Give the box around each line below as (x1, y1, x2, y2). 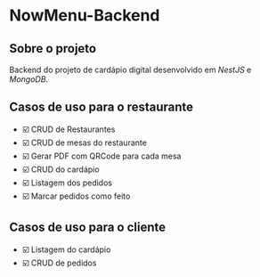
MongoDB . (9, 74, 49, 85)
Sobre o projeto (9, 41, 96, 56)
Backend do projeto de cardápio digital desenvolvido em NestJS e (9, 64, 252, 75)
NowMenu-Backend (9, 5, 160, 26)
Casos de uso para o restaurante (9, 100, 194, 115)
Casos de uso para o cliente (9, 220, 167, 235)
